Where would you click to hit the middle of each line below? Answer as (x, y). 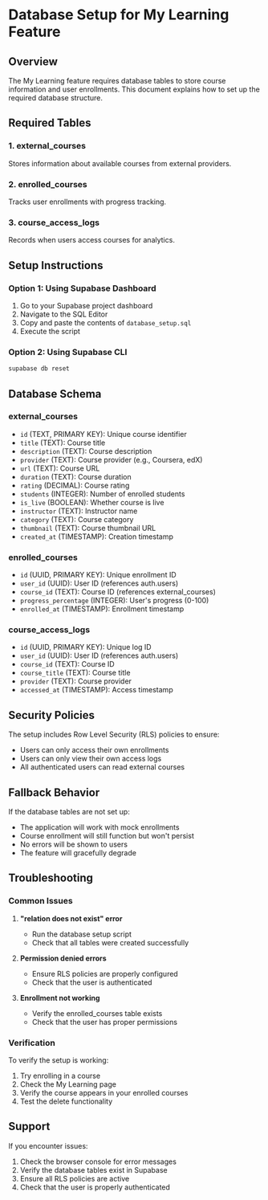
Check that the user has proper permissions (105, 1022)
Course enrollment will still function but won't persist (107, 836)
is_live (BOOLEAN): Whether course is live (92, 502)
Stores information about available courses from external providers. (120, 163)
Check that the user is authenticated (92, 982)
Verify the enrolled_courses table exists (97, 1013)
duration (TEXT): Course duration (75, 476)
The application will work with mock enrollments (99, 827)
